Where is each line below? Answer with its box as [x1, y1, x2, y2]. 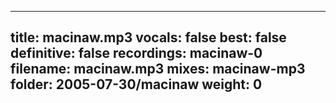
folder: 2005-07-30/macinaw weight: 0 [10, 76, 263, 93]
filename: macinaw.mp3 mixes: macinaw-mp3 [10, 61, 306, 78]
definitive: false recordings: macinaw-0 [10, 45, 263, 62]
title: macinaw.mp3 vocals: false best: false [10, 29, 287, 46]
